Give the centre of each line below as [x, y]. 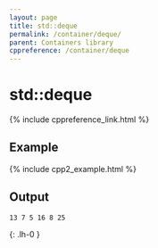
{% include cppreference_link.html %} [79, 120]
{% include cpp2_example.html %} [73, 169]
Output [29, 197]
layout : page [33, 17]
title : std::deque [43, 26]
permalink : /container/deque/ [66, 34]
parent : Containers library [62, 42]
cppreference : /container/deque [69, 51]
